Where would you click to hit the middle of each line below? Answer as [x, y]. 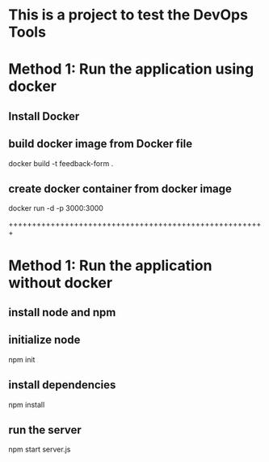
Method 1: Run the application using [131, 69]
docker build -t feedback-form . [61, 163]
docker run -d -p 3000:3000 [56, 208]
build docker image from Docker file [100, 144]
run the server [45, 430]
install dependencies [62, 385]
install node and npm [62, 312]
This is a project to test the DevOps [128, 15]
